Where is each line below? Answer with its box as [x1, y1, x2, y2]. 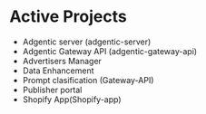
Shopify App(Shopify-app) [22, 93, 122, 105]
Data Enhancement [22, 65, 94, 76]
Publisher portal [22, 84, 83, 95]
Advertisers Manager [22, 55, 103, 66]
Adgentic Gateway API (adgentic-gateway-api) [22, 45, 198, 56]
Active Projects [9, 6, 127, 27]
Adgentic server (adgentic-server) [22, 36, 152, 47]
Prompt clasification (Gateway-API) [22, 74, 154, 85]
